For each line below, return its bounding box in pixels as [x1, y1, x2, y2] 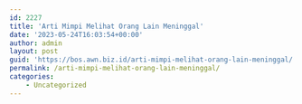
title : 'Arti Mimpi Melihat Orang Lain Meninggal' [9, 22, 204, 31]
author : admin [9, 38, 63, 48]
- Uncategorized [25, 80, 88, 90]
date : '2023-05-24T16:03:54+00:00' [9, 30, 144, 39]
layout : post [9, 47, 59, 56]
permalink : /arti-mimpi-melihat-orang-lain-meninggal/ [9, 64, 221, 73]
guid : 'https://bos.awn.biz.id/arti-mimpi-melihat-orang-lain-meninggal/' [9, 55, 297, 64]
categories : [9, 72, 54, 81]
